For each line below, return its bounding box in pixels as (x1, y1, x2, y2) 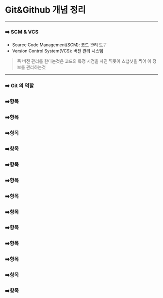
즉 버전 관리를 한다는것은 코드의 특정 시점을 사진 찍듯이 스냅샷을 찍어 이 (16, 58, 152, 64)
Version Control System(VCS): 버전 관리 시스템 (12, 48, 103, 54)
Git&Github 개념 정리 (5, 4, 86, 16)
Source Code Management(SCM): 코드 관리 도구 (12, 42, 107, 48)
